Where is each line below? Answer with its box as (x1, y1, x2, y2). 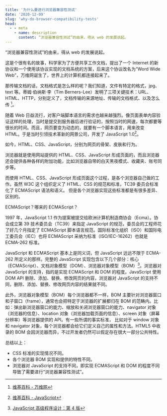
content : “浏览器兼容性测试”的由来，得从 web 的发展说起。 (18, 35, 128, 40)
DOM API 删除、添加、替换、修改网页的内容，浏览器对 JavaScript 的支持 (5, 275, 154, 281)
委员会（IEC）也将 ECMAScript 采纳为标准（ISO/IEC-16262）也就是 (9, 233, 148, 239)
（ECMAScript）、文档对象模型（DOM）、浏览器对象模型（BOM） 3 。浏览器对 (5, 262, 162, 269)
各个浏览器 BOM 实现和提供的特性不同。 (12, 356, 95, 362)
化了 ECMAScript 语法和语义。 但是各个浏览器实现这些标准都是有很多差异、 (5, 187, 160, 194)
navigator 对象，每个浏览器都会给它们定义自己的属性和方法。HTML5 (10, 323, 151, 329)
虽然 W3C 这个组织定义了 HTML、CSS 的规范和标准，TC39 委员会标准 (13, 181, 159, 187)
